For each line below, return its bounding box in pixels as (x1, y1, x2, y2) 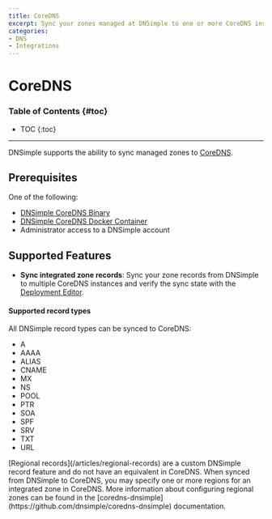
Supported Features (8, 249, 112, 262)
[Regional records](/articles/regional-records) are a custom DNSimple (8, 458, 241, 468)
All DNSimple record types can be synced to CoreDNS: (8, 324, 192, 334)
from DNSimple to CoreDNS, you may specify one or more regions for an (8, 475, 251, 486)
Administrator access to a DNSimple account (19, 225, 170, 235)
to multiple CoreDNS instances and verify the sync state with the (19, 279, 236, 288)
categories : (8, 27, 49, 35)
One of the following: (8, 192, 79, 202)
